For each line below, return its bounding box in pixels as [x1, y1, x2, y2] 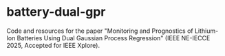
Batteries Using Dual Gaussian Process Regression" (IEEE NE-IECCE [17, 33, 211, 42]
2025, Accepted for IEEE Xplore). [6, 41, 100, 49]
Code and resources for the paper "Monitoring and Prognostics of [6, 27, 193, 35]
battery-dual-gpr [6, 4, 106, 20]
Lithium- [194, 27, 219, 35]
